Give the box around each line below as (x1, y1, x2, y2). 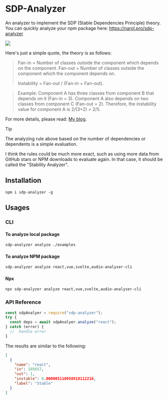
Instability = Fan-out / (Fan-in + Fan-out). (17, 80, 104, 86)
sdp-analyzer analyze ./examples (5, 243, 76, 248)
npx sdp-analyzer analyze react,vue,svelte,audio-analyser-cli (5, 287, 142, 292)
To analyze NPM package (5, 253, 60, 259)
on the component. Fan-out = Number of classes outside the (17, 65, 144, 71)
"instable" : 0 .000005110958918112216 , (14, 376, 96, 381)
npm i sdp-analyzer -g (5, 189, 53, 195)
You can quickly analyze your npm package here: (5, 25, 108, 31)
